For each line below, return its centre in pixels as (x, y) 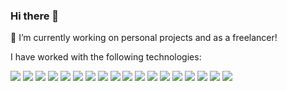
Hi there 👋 (35, 16)
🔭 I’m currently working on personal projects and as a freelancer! (144, 38)
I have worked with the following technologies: (106, 57)
